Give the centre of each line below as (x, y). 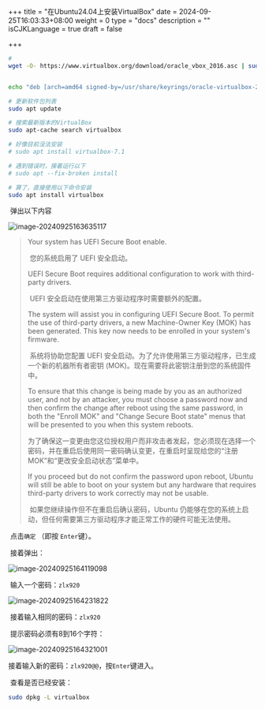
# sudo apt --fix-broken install (63, 173)
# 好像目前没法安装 (35, 144)
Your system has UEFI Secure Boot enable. (97, 242)
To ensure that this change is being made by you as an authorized (134, 391)
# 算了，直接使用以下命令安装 (50, 188)
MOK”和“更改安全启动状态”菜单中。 (85, 461)
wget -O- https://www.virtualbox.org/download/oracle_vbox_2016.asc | (127, 65)
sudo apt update (35, 109)
